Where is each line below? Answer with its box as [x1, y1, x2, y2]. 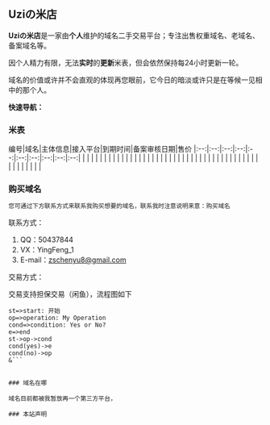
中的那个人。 [8, 85, 51, 94]
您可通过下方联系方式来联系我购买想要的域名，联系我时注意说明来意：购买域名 [8, 202, 231, 210]
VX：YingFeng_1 [19, 245, 74, 255]
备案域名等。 [8, 40, 51, 50]
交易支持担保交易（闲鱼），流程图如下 [8, 290, 132, 299]
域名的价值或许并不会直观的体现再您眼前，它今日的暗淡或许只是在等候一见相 [8, 75, 263, 85]
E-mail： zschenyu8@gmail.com [19, 255, 127, 265]
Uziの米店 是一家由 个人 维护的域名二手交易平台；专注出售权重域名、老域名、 [8, 31, 260, 40]
